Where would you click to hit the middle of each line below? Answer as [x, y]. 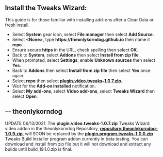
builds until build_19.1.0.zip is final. [39, 149]
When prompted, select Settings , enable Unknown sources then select [83, 60]
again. [18, 75]
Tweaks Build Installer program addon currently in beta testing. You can [76, 139]
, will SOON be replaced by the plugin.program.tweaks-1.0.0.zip [88, 134]
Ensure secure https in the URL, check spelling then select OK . [75, 50]
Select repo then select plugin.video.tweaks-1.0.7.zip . [67, 81]
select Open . [25, 96]
